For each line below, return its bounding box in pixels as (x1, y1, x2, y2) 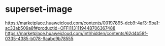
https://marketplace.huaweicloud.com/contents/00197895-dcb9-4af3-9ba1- (5, 20, 161, 26)
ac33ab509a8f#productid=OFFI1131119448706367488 (5, 25, 116, 31)
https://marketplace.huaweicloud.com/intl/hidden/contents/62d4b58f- (5, 30, 148, 36)
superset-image (5, 3, 72, 15)
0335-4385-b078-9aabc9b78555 (5, 36, 74, 42)
